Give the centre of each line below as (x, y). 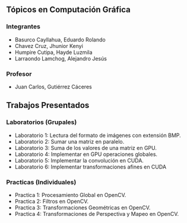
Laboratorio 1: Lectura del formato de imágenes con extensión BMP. (98, 135)
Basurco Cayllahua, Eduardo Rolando (60, 39)
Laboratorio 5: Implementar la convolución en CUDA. (79, 160)
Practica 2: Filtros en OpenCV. (52, 201)
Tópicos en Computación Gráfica (68, 10)
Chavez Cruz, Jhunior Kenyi (49, 46)
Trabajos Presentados (48, 105)
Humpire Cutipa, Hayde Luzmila (54, 52)
